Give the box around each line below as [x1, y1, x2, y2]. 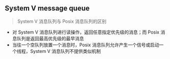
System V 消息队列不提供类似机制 [30, 48, 101, 54]
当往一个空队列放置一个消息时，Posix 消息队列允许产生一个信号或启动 [12, 42, 159, 48]
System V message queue [5, 4, 90, 13]
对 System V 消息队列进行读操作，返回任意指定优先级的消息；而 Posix [12, 29, 159, 35]
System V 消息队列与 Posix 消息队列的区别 [17, 18, 107, 24]
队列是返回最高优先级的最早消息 [16, 35, 84, 41]
